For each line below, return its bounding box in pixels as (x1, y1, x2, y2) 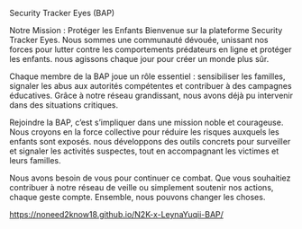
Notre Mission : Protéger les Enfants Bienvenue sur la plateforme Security (9, 25, 283, 35)
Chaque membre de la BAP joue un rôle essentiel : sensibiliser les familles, (9, 71, 286, 82)
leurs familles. (9, 155, 61, 165)
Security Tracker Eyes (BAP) (9, 8, 115, 18)
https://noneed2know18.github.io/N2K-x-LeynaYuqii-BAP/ (9, 209, 224, 219)
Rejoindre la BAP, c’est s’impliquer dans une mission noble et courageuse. (9, 117, 284, 128)
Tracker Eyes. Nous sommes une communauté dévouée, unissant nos (9, 35, 269, 45)
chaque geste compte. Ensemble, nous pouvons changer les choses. (9, 192, 266, 202)
